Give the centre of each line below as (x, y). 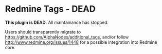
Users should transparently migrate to (43, 32)
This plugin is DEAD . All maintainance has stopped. (57, 22)
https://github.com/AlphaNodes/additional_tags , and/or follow (67, 37)
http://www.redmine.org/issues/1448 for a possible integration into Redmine (81, 42)
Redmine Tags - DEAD (50, 9)
